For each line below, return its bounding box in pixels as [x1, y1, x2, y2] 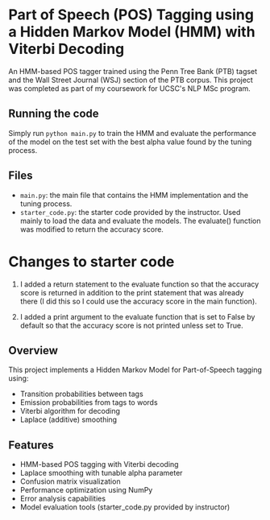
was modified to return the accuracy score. [19, 224, 164, 234]
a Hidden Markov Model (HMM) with [8, 23, 255, 41]
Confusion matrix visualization [19, 477, 121, 486]
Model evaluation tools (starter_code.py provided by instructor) [19, 502, 231, 512]
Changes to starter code [8, 252, 175, 270]
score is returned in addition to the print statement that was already [19, 287, 244, 297]
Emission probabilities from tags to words [19, 398, 159, 407]
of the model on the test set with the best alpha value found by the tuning [8, 137, 252, 147]
